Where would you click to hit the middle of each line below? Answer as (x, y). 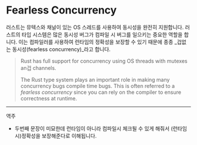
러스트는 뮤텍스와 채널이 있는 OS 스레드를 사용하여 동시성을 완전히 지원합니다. (95, 27)
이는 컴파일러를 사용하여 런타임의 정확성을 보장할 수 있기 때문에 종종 (96, 42)
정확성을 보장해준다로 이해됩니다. (59, 136)
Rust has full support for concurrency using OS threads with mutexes (104, 61)
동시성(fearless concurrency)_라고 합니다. (61, 49)
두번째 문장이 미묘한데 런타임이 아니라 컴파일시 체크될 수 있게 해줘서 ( (94, 128)
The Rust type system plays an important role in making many (95, 79)
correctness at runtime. (49, 98)
